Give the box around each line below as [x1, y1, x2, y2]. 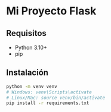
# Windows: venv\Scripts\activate [6, 89, 92, 95]
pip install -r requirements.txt [6, 100, 90, 106]
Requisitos [6, 28, 47, 38]
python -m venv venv [6, 83, 58, 89]
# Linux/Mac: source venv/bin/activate [6, 95, 106, 101]
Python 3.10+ [14, 44, 48, 51]
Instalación [6, 68, 49, 78]
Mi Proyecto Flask [6, 4, 97, 18]
